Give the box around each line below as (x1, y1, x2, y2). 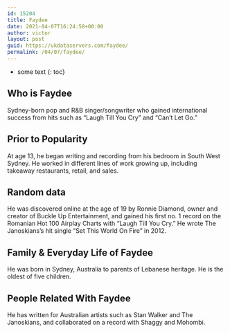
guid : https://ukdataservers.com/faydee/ (7, 42, 129, 49)
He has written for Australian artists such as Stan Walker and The (7, 310, 193, 318)
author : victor (7, 29, 51, 37)
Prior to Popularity (7, 133, 88, 145)
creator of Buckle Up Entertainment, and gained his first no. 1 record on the (7, 212, 222, 220)
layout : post (7, 36, 45, 43)
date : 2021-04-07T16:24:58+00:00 (7, 23, 104, 30)
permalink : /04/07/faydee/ (7, 49, 85, 56)
